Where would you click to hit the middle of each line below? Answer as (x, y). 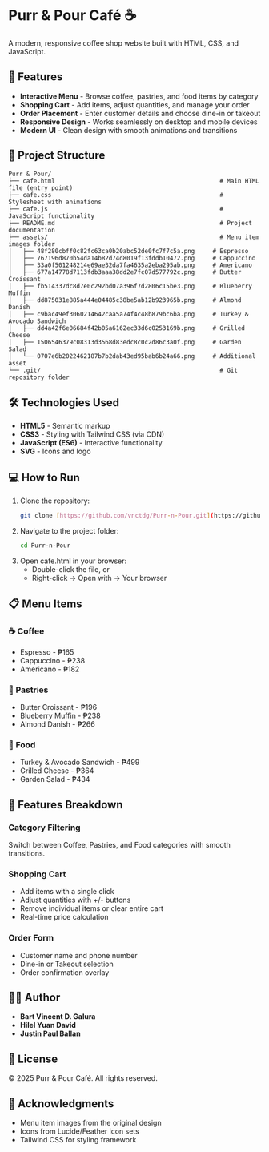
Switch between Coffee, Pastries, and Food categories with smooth (119, 844)
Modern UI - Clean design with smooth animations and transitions (128, 130)
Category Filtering (45, 828)
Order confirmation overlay (64, 972)
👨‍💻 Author (34, 997)
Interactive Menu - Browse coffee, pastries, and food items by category (139, 96)
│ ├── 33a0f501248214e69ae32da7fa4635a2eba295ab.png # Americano (130, 265)
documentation (32, 230)
